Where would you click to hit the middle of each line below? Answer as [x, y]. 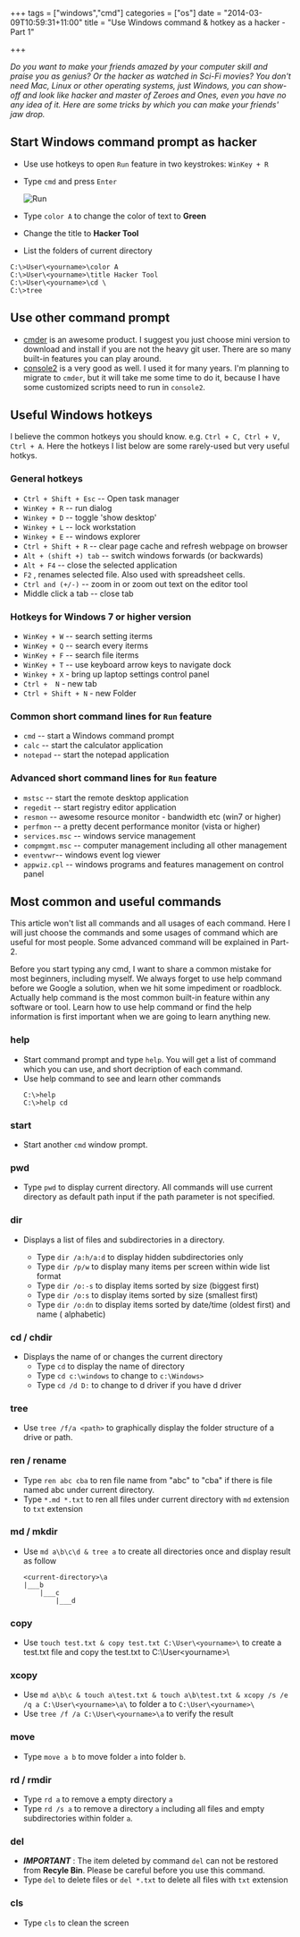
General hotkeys [47, 479]
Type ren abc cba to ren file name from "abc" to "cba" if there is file [148, 1480]
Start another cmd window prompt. [85, 1145]
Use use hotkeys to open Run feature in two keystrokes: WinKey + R [146, 164]
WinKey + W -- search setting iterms [87, 636]
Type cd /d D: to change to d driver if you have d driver [139, 1385]
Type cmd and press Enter [70, 181]
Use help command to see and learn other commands [122, 1079]
